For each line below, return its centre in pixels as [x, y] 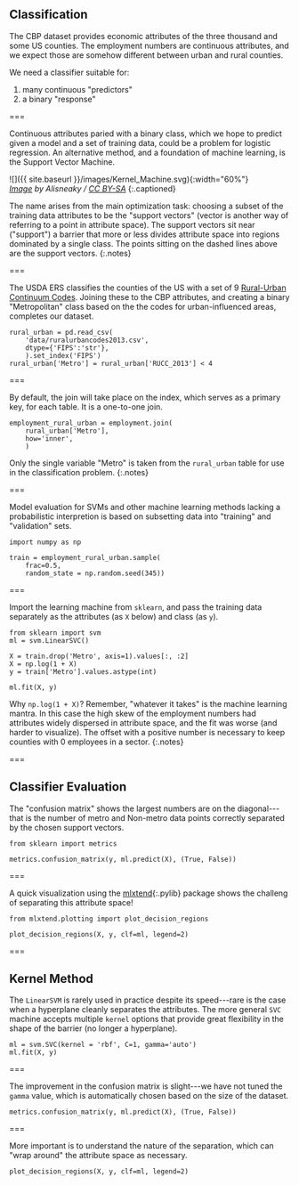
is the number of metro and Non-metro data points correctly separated [155, 817]
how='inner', [49, 438]
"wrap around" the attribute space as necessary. [98, 1156]
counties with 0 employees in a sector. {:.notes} [97, 742]
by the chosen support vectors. [67, 827]
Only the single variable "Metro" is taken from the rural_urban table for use [147, 463]
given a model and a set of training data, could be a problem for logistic [140, 142]
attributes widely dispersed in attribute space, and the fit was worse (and [143, 722]
